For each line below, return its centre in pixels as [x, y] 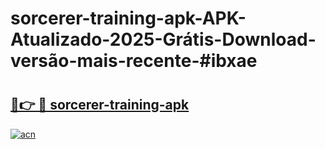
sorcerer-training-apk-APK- [128, 18]
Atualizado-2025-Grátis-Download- [163, 39]
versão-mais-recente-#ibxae [134, 61]
